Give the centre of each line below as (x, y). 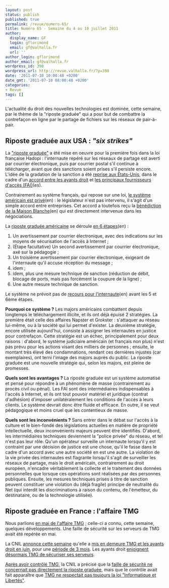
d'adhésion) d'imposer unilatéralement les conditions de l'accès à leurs (79, 400)
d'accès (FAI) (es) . (24, 185)
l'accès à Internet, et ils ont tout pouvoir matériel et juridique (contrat (77, 394)
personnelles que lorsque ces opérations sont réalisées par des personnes (83, 474)
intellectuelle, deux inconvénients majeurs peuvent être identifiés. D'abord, (83, 431)
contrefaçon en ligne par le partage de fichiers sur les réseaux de (73, 120)
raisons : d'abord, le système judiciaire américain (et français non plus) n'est (85, 341)
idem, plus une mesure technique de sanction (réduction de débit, (81, 274)
